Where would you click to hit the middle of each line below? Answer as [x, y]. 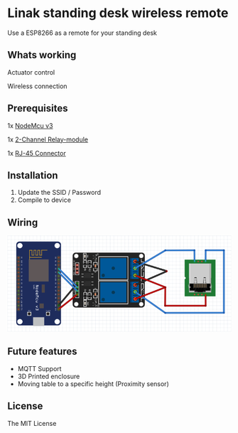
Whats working [42, 55]
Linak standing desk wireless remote [118, 13]
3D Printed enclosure [49, 376]
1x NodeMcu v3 [30, 125]
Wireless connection [37, 86]
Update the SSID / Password [59, 193]
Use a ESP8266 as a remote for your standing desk [82, 33]
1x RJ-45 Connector [37, 153]
